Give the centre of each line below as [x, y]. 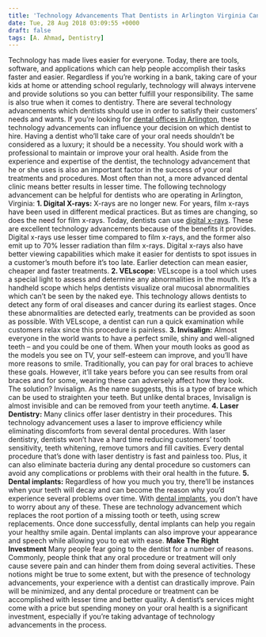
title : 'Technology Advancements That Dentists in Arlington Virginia [127, 15]
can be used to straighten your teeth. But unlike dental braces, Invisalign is [130, 397]
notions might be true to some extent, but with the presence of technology [129, 574]
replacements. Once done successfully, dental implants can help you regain [132, 524]
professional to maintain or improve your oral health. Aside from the [118, 153]
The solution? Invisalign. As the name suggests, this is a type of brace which [133, 389]
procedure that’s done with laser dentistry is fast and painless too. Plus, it [128, 456]
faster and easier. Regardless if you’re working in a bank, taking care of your [133, 77]
